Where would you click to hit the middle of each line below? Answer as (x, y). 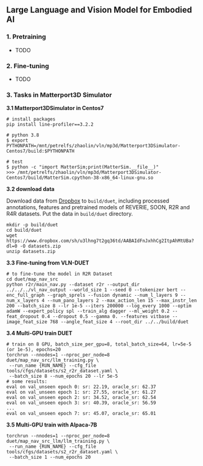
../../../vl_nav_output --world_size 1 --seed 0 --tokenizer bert (92, 290)
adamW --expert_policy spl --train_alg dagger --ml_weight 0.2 (88, 311)
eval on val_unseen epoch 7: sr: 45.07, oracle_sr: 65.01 (81, 414)
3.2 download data (30, 189)
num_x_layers (23, 301)
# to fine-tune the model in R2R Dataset (60, 274)
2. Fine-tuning (28, 66)
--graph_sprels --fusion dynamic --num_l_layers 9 (112, 295)
